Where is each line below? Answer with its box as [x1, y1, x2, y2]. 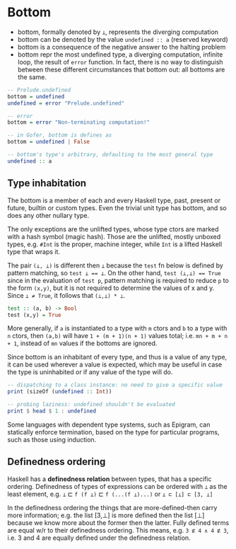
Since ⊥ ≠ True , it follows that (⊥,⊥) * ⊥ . [7, 291, 126, 299]
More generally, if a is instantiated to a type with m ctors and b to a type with [7, 324, 228, 333]
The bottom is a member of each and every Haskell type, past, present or [7, 196, 221, 204]
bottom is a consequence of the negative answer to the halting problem [17, 42, 226, 51]
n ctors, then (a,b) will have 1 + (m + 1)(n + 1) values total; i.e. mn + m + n [7, 332, 228, 340]
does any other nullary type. [7, 211, 90, 219]
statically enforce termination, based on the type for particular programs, [7, 427, 220, 436]
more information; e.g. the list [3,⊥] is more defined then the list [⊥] [7, 511, 205, 519]
